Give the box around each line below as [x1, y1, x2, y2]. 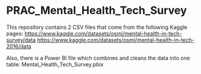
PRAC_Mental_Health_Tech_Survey [6, 4, 187, 17]
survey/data [6, 36, 36, 43]
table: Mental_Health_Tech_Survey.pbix [6, 61, 104, 68]
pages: [6, 29, 24, 37]
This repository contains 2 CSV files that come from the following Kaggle [6, 23, 188, 31]
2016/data [6, 43, 31, 50]
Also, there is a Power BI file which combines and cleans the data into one [6, 54, 190, 61]
